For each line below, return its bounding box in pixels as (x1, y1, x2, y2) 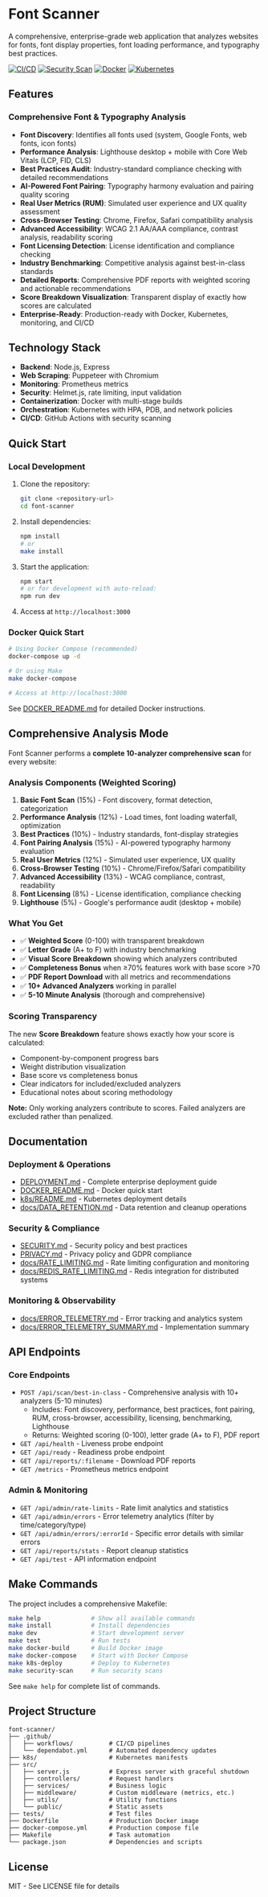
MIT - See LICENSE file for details (8, 1882, 120, 1891)
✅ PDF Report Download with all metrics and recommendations (19, 972, 231, 981)
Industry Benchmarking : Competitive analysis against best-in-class (19, 258, 246, 268)
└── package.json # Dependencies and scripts (8, 1838, 203, 1846)
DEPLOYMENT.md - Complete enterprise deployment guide (19, 1177, 217, 1186)
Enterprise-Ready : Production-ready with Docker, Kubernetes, (19, 309, 229, 318)
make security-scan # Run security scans (8, 1666, 163, 1674)
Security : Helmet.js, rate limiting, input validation (19, 387, 182, 398)
